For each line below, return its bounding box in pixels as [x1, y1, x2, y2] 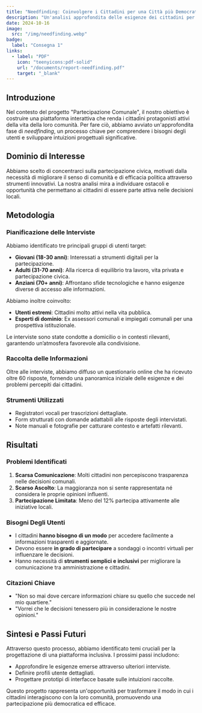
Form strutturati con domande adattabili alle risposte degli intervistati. [14, 416, 188, 423]
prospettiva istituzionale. [14, 321, 76, 329]
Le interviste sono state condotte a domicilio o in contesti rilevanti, [6, 333, 170, 340]
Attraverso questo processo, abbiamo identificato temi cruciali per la [6, 645, 176, 652]
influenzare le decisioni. [14, 551, 74, 559]
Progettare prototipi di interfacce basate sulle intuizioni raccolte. [14, 676, 174, 683]
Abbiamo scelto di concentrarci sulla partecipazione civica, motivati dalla [6, 167, 188, 174]
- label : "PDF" [11, 53, 50, 59]
